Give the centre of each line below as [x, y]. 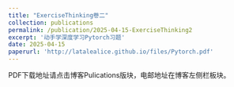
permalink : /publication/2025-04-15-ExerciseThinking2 [100, 30]
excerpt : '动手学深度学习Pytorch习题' [66, 37]
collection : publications [51, 23]
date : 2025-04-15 [37, 45]
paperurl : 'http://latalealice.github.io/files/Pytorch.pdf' [111, 52]
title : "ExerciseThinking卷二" [58, 15]
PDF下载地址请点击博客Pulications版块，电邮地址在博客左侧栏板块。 [119, 75]
